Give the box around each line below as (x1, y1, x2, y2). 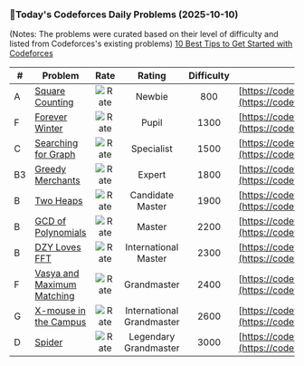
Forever (34, 111, 68, 123)
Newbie (135, 91, 169, 103)
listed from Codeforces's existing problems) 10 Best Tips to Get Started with (9, 38, 293, 49)
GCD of (34, 215, 66, 227)
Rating (137, 70, 166, 82)
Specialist (130, 142, 174, 155)
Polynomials (34, 226, 87, 239)
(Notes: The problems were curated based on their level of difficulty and (9, 29, 279, 40)
